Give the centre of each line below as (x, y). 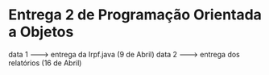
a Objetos (41, 32)
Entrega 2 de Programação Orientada (135, 15)
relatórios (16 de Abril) (45, 63)
